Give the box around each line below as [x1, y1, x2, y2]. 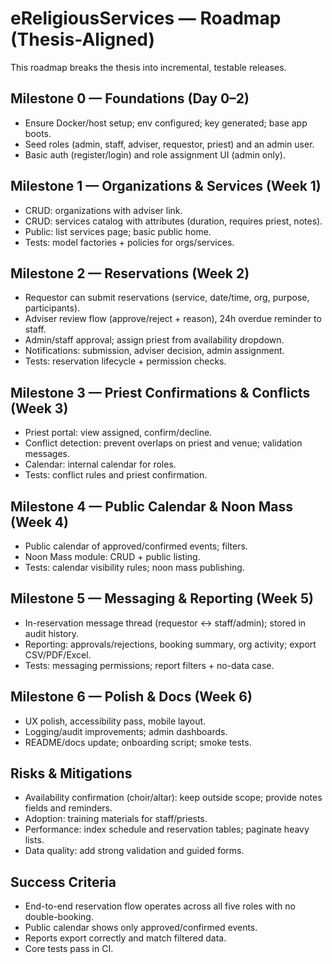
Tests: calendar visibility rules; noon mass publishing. [24, 562, 245, 573]
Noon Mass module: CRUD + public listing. [24, 551, 201, 562]
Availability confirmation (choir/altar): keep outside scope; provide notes [24, 792, 323, 804]
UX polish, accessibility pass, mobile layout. [24, 715, 207, 727]
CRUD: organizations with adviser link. [24, 204, 183, 216]
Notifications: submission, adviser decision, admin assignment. [24, 345, 285, 357]
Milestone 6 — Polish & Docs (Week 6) [10, 688, 253, 706]
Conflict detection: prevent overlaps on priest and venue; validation [24, 437, 303, 449]
